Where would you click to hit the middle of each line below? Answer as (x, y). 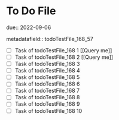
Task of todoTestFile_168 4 (48, 71)
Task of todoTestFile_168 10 (48, 110)
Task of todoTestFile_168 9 (47, 104)
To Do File (31, 11)
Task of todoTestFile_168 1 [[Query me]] (63, 50)
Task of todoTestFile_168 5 (47, 77)
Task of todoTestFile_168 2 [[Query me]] (64, 57)
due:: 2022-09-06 (29, 27)
